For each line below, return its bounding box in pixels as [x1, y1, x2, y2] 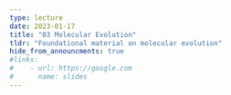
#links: [9, 55, 39, 64]
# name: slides [9, 72, 89, 81]
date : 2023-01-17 [9, 22, 76, 31]
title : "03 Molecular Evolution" [9, 30, 137, 39]
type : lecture [9, 13, 64, 23]
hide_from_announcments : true [9, 47, 125, 56]
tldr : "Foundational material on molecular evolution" [9, 38, 223, 48]
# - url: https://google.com [9, 64, 132, 73]
